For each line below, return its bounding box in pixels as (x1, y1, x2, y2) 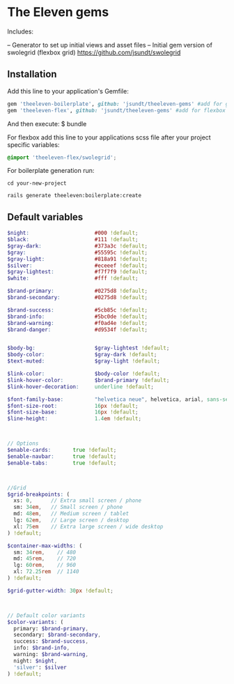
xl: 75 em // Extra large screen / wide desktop (13, 523, 164, 530)
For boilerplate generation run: (7, 167, 95, 175)
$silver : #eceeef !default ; (7, 262, 148, 269)
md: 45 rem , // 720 (13, 555, 77, 562)
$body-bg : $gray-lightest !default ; (7, 344, 170, 352)
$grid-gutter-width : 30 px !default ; (7, 587, 114, 594)
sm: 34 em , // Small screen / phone (13, 503, 123, 511)
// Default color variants (7, 611, 86, 619)
